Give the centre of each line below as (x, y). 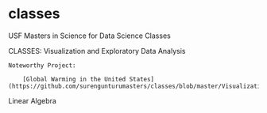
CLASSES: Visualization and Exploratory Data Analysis (97, 51)
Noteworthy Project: (43, 65)
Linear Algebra (33, 100)
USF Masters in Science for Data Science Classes (89, 36)
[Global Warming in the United (74, 79)
